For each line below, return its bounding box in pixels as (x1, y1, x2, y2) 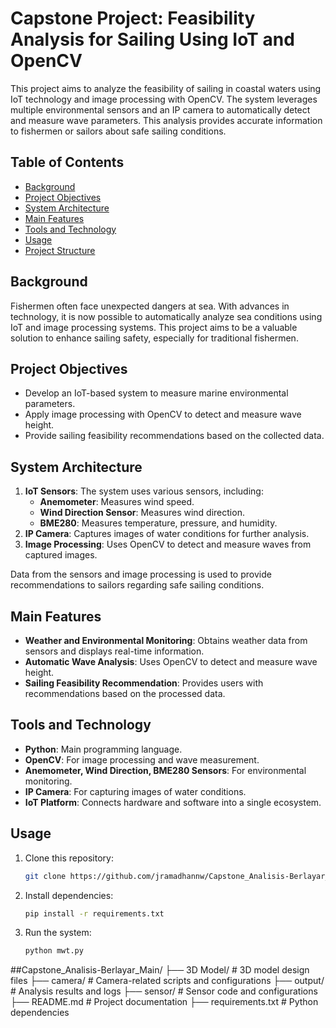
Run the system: (24, 927, 92, 939)
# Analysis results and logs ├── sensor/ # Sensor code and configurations (10, 985, 318, 997)
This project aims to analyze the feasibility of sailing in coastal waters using (10, 82, 322, 94)
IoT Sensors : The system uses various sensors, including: (24, 485, 264, 497)
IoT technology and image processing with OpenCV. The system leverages (10, 93, 318, 105)
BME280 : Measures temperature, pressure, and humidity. (39, 517, 278, 529)
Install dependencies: (24, 889, 114, 901)
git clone (24, 871, 67, 881)
